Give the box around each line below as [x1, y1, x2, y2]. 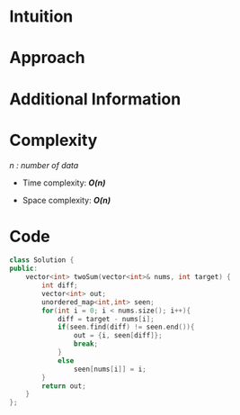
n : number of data [9, 159, 79, 170]
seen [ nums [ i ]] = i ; [73, 365, 147, 374]
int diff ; [41, 281, 78, 290]
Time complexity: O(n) [22, 177, 106, 188]
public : [9, 264, 39, 274]
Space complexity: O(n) [22, 194, 111, 205]
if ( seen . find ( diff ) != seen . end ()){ [57, 322, 195, 332]
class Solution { [9, 256, 75, 265]
